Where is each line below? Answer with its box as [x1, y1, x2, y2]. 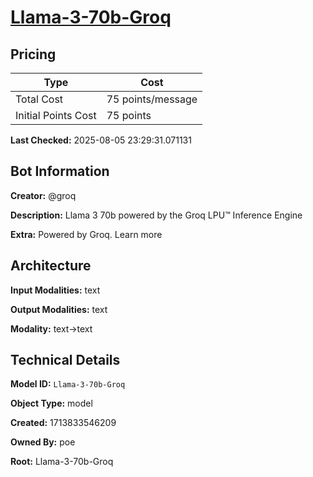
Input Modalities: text [10, 284, 101, 296]
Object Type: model [10, 397, 93, 410]
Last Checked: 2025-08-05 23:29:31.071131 [10, 134, 192, 146]
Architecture [10, 257, 92, 275]
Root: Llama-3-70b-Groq [10, 456, 114, 468]
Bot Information [10, 163, 110, 180]
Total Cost [15, 92, 64, 106]
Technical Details [10, 352, 121, 369]
